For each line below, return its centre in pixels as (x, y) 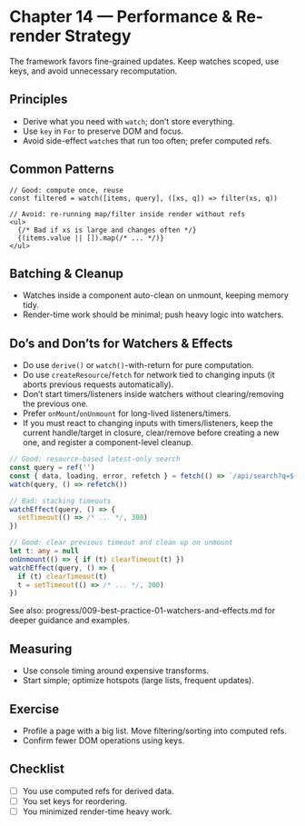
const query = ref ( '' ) (52, 468)
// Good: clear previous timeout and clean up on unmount (121, 542)
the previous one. (55, 404)
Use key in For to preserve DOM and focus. (103, 131)
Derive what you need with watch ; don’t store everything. (128, 121)
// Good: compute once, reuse (67, 190)
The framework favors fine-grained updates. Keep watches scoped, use (144, 61)
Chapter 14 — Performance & (121, 17)
